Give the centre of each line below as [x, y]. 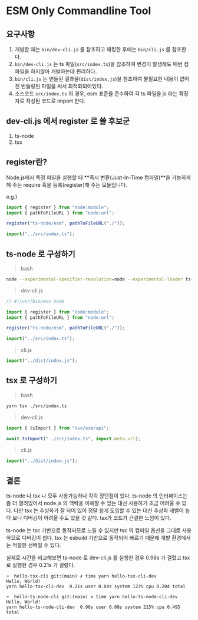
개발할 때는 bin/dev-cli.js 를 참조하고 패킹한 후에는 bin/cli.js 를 [93, 49]
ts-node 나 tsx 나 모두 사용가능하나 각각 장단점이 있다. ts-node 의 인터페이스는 [97, 496]
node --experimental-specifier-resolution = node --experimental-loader [95, 279]
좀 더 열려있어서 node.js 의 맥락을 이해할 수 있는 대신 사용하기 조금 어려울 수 [93, 503]
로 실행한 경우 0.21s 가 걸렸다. [41, 565]
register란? [27, 162]
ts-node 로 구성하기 [41, 254]
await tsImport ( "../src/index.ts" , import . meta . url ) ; [74, 438]
